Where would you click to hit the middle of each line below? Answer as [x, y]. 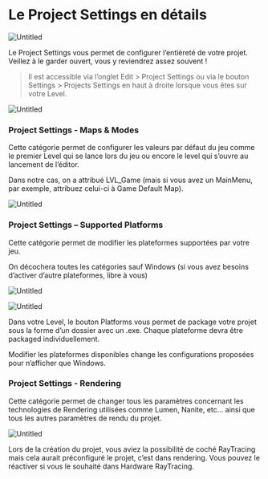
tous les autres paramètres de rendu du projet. [85, 418]
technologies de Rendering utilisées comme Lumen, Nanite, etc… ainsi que [132, 409]
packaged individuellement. [54, 339]
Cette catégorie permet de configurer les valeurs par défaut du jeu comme [132, 148]
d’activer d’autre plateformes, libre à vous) [78, 275]
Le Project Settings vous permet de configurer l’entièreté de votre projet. [128, 52]
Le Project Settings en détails [108, 15]
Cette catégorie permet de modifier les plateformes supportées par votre [129, 242]
